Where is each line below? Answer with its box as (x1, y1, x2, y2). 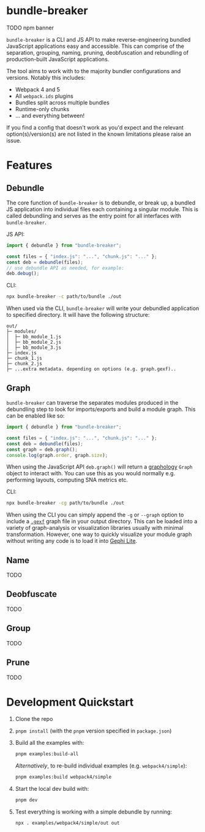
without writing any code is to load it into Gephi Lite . (6, 537, 138, 545)
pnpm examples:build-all (15, 751, 79, 757)
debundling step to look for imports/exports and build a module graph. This (6, 406, 196, 413)
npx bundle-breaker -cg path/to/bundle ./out (6, 500, 124, 507)
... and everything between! (15, 112, 85, 119)
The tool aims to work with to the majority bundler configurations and (6, 67, 181, 74)
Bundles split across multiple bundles (15, 99, 110, 106)
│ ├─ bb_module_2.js (6, 339, 62, 346)
